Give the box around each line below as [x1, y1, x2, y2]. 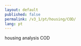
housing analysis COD [4, 35, 50, 41]
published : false [4, 12, 41, 17]
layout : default [4, 7, 38, 12]
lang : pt [4, 21, 23, 26]
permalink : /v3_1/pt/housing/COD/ [4, 16, 77, 21]
